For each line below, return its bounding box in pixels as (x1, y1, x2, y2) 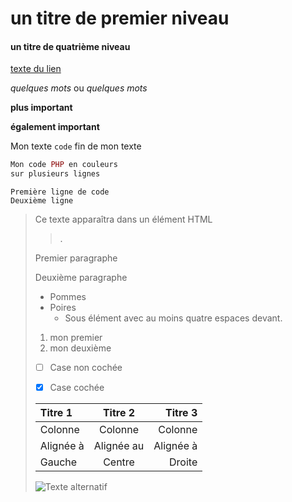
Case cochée (49, 382, 105, 394)
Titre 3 (165, 406, 198, 420)
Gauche (39, 455, 78, 469)
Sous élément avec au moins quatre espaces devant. (64, 312, 283, 324)
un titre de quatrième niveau (10, 40, 131, 52)
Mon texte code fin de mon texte (10, 140, 142, 152)
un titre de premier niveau (10, 7, 230, 30)
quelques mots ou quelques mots (10, 82, 148, 94)
